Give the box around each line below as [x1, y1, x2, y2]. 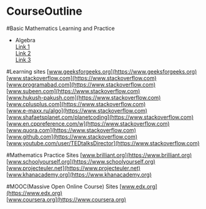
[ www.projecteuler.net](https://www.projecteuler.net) [6, 164, 141, 172]
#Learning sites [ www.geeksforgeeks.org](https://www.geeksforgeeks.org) [6, 67, 197, 75]
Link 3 [15, 56, 31, 63]
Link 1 [15, 43, 30, 50]
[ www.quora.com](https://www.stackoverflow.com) [6, 126, 137, 134]
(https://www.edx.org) [6, 189, 63, 197]
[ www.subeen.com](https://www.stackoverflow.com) [6, 87, 140, 94]
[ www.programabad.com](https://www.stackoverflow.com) [6, 81, 156, 88]
